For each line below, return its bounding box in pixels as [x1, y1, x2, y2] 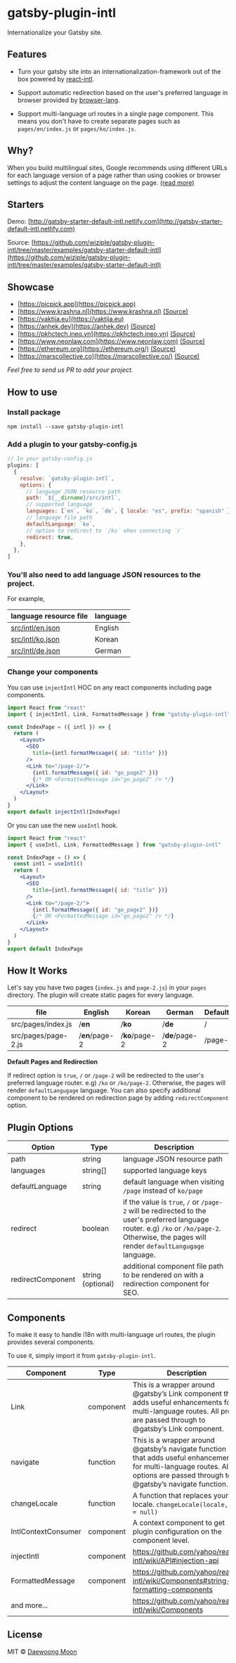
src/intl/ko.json [11, 635, 60, 645]
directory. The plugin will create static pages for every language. [7, 991, 195, 999]
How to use [7, 386, 58, 398]
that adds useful [132, 1453, 186, 1463]
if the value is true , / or [122, 1197, 199, 1207]
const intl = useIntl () [13, 860, 83, 867]
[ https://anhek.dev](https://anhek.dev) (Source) [17, 322, 156, 331]
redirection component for [122, 1279, 209, 1289]
